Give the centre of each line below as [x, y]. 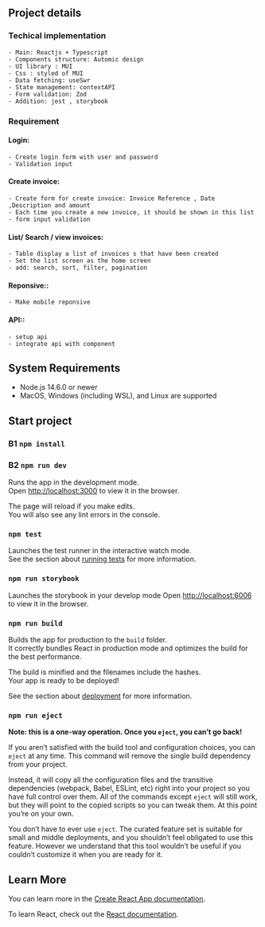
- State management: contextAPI [62, 87]
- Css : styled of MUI [46, 73]
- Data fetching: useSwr [49, 80]
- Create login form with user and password [83, 157]
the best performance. [45, 656]
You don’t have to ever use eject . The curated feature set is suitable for [125, 829]
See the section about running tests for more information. [102, 559]
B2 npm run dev [38, 465]
